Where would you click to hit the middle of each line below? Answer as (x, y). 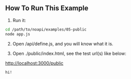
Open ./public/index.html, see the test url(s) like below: (69, 53)
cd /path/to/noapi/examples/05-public (46, 29)
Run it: (19, 20)
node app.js (18, 34)
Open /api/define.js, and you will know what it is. (63, 43)
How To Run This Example (47, 8)
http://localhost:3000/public (35, 63)
